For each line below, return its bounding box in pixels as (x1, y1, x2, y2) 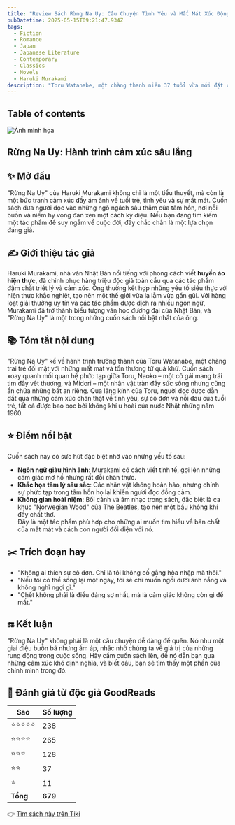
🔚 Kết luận (7, 618, 53, 630)
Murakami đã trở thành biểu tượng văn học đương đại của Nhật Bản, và (7, 306, 211, 315)
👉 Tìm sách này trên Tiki (7, 810, 80, 818)
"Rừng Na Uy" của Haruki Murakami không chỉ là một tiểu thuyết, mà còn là (7, 189, 225, 197)
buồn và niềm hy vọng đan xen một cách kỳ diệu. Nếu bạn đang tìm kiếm (7, 211, 218, 220)
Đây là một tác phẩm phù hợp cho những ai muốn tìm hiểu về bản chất (17, 517, 220, 526)
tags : (7, 23, 23, 30)
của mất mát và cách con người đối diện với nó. (17, 525, 154, 533)
